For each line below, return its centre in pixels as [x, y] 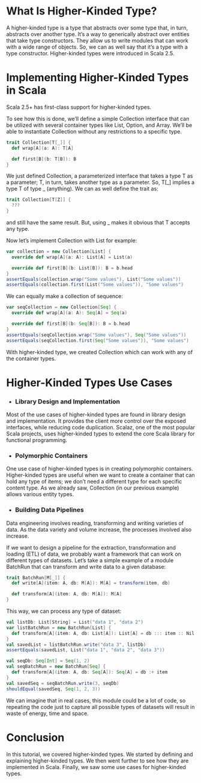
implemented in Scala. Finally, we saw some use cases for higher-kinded [96, 767]
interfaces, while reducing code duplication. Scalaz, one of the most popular [100, 427]
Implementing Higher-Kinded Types [97, 78]
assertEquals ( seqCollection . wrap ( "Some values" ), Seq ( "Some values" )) [96, 335]
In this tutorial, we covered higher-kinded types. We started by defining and [100, 754]
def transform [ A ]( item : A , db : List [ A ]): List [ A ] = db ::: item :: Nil [103, 633]
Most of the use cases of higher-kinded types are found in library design [96, 414]
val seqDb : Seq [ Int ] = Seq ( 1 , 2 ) [48, 661]
